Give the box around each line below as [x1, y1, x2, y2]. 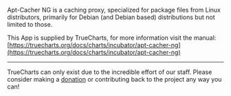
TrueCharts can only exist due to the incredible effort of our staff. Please [7, 68, 212, 76]
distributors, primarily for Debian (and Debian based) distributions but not [7, 13, 215, 21]
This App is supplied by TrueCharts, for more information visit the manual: [7, 34, 217, 42]
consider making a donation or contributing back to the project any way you [7, 75, 222, 83]
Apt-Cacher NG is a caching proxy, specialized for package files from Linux [7, 6, 221, 14]
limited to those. [7, 21, 53, 28]
